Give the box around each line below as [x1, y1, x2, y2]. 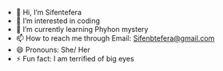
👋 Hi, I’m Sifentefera [15, 8, 82, 17]
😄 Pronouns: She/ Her [15, 45, 90, 54]
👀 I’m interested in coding [15, 16, 101, 26]
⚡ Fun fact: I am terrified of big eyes [15, 54, 134, 63]
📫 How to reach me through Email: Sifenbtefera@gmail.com [15, 34, 215, 43]
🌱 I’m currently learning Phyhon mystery [15, 25, 149, 34]
